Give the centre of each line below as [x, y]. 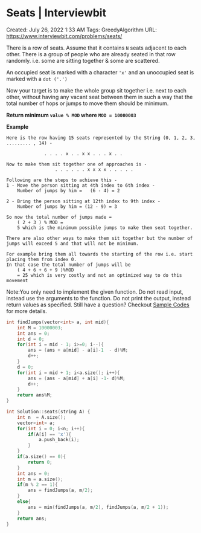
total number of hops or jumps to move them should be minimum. [88, 103]
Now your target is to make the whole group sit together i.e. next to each [97, 90]
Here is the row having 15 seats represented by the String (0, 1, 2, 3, [101, 138]
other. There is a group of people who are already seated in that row [91, 54]
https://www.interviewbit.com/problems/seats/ [64, 36]
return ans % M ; [35, 395]
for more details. [27, 311]
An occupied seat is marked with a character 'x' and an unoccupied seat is [100, 72]
